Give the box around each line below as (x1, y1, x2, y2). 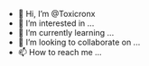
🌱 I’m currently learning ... (17, 28, 115, 37)
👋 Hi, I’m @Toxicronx (17, 9, 96, 19)
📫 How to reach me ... (17, 47, 102, 57)
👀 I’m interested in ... (17, 18, 95, 29)
